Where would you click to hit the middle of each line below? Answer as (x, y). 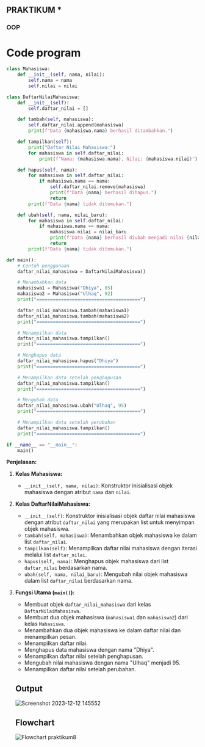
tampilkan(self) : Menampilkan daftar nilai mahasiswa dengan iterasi (110, 548)
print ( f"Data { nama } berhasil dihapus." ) (103, 192)
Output (29, 689)
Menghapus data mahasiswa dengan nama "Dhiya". (89, 650)
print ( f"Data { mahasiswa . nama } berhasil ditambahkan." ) (101, 131)
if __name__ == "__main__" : (42, 445)
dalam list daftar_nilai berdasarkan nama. (78, 581)
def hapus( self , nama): (48, 170)
